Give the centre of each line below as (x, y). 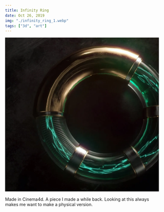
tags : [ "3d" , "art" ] (26, 26)
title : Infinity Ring (27, 10)
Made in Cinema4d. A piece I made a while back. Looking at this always (77, 199)
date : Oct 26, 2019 (25, 15)
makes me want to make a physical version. (49, 205)
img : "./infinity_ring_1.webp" (37, 21)
